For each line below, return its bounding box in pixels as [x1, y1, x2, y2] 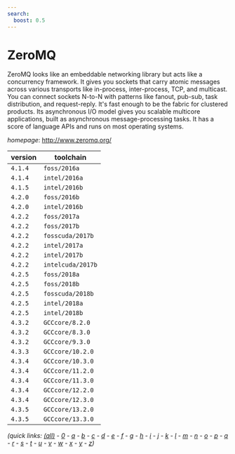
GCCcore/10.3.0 [43, 357, 94, 366]
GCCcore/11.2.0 [43, 367, 94, 375]
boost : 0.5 [13, 17, 46, 24]
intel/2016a [43, 174, 83, 182]
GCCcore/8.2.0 [43, 319, 90, 327]
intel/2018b [43, 309, 83, 317]
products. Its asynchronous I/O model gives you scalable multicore [7, 107, 201, 116]
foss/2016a [43, 164, 80, 173]
